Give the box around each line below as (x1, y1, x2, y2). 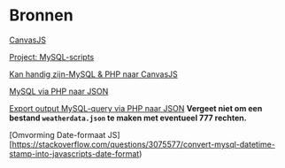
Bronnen (9, 5, 73, 26)
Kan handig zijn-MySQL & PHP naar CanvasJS (9, 68, 179, 80)
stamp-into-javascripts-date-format (9, 148, 140, 159)
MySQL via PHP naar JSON (9, 86, 109, 96)
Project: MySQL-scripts (9, 51, 95, 62)
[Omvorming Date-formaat (9, 129, 106, 140)
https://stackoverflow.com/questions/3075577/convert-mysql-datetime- (12, 139, 276, 149)
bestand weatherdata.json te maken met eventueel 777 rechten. (9, 112, 247, 123)
